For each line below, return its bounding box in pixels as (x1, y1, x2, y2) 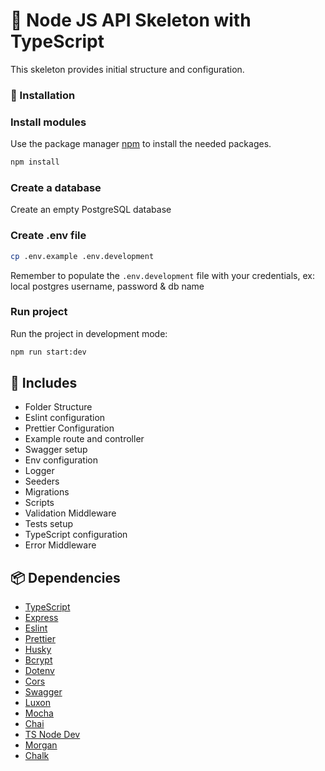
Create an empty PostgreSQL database (10, 204, 172, 216)
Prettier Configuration (24, 422, 115, 434)
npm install (10, 157, 60, 168)
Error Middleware (24, 539, 97, 551)
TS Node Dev (24, 729, 81, 741)
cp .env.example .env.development (10, 251, 155, 261)
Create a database (10, 180, 102, 194)
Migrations (24, 486, 70, 498)
